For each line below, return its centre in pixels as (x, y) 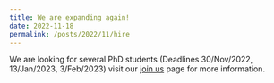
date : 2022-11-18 (42, 26)
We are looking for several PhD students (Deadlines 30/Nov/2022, (131, 60)
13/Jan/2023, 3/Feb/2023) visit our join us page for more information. (137, 69)
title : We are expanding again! (69, 17)
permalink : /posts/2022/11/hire (69, 34)
